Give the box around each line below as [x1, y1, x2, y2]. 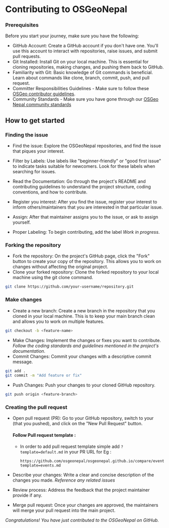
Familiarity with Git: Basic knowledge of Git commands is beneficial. [12, 70, 153, 76]
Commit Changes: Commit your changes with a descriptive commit [12, 353, 152, 359]
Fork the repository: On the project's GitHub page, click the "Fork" [12, 253, 150, 259]
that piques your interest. [12, 148, 65, 154]
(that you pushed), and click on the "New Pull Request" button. [12, 421, 143, 427]
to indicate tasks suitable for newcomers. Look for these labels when [12, 163, 155, 169]
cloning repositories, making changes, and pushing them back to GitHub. [12, 64, 164, 70]
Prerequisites [5, 22, 39, 29]
